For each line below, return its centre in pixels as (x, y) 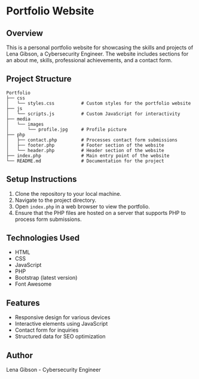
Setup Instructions (42, 179)
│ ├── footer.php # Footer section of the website (85, 145)
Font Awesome (33, 284)
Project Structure (39, 79)
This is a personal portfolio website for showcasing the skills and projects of (100, 47)
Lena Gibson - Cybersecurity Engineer (53, 370)
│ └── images (25, 124)
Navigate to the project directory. (56, 200)
